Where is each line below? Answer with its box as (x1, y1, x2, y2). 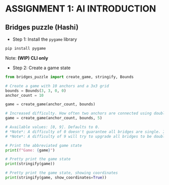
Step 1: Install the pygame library (12, 36, 77, 42)
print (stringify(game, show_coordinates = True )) (5, 175, 107, 180)
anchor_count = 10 (5, 93, 44, 98)
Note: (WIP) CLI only (5, 55, 49, 61)
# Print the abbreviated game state (5, 143, 82, 148)
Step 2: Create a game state (12, 65, 71, 71)
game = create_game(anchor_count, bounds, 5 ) (5, 116, 102, 121)
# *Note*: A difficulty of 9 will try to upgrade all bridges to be (5, 134, 152, 139)
